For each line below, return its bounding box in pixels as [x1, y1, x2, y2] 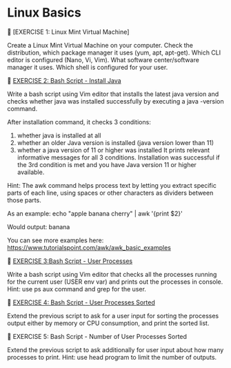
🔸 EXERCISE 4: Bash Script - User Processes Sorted [7, 298, 155, 307]
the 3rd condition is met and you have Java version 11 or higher [17, 160, 197, 168]
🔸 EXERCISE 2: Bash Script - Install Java [7, 76, 122, 84]
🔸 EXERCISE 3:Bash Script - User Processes [7, 257, 133, 265]
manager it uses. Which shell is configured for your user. [7, 63, 168, 71]
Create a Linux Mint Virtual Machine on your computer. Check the [7, 41, 194, 49]
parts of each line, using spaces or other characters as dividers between [7, 188, 214, 197]
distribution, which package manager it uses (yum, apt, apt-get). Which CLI [7, 48, 221, 57]
